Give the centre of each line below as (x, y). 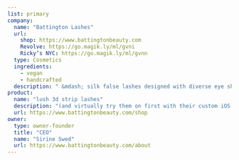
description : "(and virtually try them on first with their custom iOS (122, 106)
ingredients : (33, 67)
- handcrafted (41, 80)
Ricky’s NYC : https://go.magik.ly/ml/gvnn (84, 54)
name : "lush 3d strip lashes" (58, 100)
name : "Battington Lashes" (54, 27)
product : (20, 93)
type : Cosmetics (38, 60)
